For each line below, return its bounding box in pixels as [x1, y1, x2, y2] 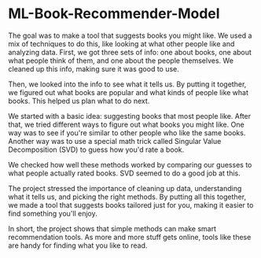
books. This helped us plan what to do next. [8, 96, 150, 105]
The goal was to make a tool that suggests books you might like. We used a [8, 31, 252, 40]
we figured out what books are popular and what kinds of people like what [8, 87, 249, 97]
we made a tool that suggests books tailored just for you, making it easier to [8, 200, 254, 209]
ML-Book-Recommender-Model [8, 5, 220, 23]
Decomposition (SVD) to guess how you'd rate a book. [8, 145, 185, 154]
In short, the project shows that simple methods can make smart [8, 223, 217, 233]
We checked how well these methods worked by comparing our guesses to [8, 160, 252, 169]
